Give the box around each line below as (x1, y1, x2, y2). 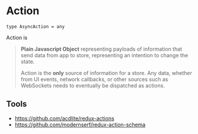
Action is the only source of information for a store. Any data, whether (20, 69, 193, 76)
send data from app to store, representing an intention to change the (20, 51, 189, 58)
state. (20, 58, 35, 65)
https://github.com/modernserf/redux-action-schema (14, 121, 146, 128)
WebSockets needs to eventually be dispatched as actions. (20, 81, 165, 89)
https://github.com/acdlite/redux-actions (14, 115, 114, 122)
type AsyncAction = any (6, 24, 65, 30)
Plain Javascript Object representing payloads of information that (20, 45, 183, 53)
